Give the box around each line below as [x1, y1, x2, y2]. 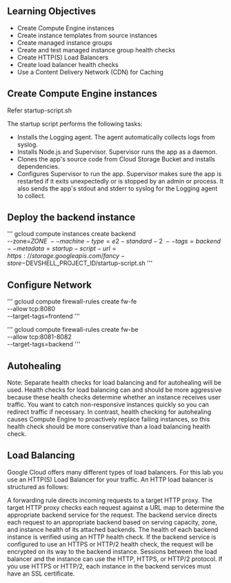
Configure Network [7, 279, 92, 290]
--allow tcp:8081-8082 [7, 333, 72, 341]
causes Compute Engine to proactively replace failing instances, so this [7, 415, 210, 424]
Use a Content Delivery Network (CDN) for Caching [17, 68, 164, 76]
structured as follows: [7, 482, 69, 491]
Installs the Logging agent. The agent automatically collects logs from [17, 132, 216, 141]
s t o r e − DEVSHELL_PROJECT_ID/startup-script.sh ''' [7, 259, 153, 268]
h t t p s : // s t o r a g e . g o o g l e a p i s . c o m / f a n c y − [7, 252, 125, 260]
